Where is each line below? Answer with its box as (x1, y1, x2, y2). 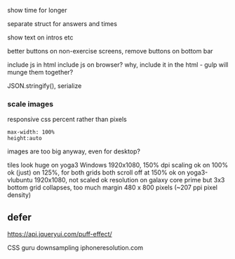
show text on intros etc (7, 33, 74, 42)
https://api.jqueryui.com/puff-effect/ (7, 230, 112, 239)
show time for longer (7, 6, 67, 14)
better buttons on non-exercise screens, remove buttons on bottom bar (7, 47, 213, 55)
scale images (7, 99, 54, 108)
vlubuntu (7, 176, 33, 184)
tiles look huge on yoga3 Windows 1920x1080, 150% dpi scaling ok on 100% (7, 161, 229, 170)
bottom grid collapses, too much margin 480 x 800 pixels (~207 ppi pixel (7, 183, 217, 192)
